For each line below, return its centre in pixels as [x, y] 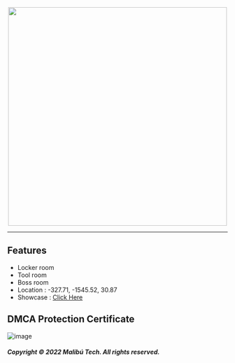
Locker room [36, 267]
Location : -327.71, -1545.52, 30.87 [67, 290]
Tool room [32, 275]
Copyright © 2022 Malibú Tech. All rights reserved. [84, 352]
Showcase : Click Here [50, 297]
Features [27, 251]
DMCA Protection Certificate [71, 319]
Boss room [33, 282]
